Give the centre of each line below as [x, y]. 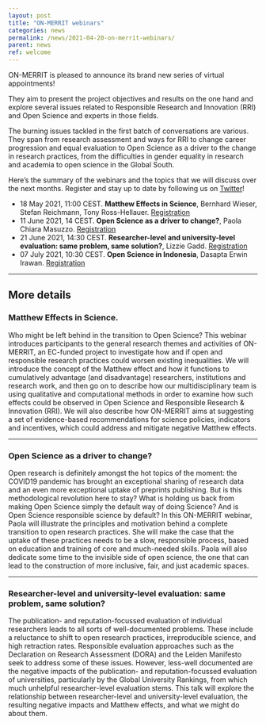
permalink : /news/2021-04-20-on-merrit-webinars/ [92, 38]
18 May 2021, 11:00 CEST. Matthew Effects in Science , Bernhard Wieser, [138, 204]
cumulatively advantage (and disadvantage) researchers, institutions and [127, 377]
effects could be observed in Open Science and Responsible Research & [127, 402]
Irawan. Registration [52, 263]
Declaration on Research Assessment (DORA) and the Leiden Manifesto [125, 654]
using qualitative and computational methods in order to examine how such [131, 394]
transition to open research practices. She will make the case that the [121, 531]
